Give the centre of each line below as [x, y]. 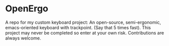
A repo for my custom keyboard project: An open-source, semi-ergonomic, [83, 22]
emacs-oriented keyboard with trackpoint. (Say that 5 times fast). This [78, 27]
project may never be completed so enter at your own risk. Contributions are [85, 33]
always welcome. [23, 38]
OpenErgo [27, 9]
